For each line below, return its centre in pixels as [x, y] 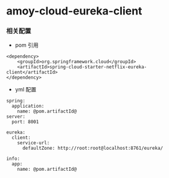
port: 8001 [25, 122]
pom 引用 [27, 45]
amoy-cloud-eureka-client [74, 11]
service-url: [33, 143]
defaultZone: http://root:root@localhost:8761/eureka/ [93, 149]
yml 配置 [26, 90]
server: [16, 117]
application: [28, 106]
